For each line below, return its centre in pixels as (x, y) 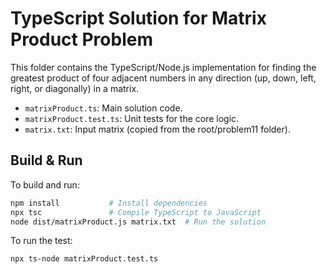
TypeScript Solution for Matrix (138, 18)
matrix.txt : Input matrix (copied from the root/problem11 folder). (157, 129)
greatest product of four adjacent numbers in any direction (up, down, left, (163, 78)
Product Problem (81, 39)
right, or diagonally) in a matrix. (75, 88)
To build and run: (45, 184)
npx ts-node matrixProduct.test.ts (84, 259)
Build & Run (46, 160)
